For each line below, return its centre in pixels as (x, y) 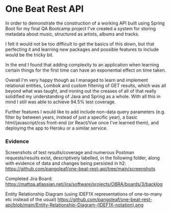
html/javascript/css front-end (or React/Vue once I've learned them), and (82, 122)
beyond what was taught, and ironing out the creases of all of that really (81, 91)
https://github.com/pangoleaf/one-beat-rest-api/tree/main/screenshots (80, 169)
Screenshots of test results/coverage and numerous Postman (70, 153)
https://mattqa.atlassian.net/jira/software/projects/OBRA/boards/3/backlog (84, 184)
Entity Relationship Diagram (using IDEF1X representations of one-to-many (84, 194)
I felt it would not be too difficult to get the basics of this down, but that (80, 44)
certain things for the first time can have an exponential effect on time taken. (86, 70)
